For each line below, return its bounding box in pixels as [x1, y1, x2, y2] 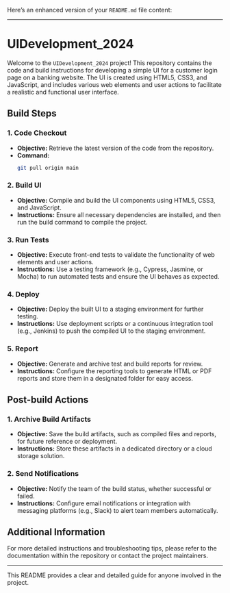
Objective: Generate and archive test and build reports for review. [16, 359, 203, 368]
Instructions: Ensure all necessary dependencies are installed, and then [16, 210, 221, 218]
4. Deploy [7, 290, 40, 299]
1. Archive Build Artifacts [7, 414, 91, 424]
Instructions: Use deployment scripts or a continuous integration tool [16, 320, 214, 328]
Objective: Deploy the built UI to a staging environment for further [16, 305, 204, 314]
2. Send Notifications [7, 469, 79, 479]
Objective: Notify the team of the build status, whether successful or [16, 484, 212, 492]
